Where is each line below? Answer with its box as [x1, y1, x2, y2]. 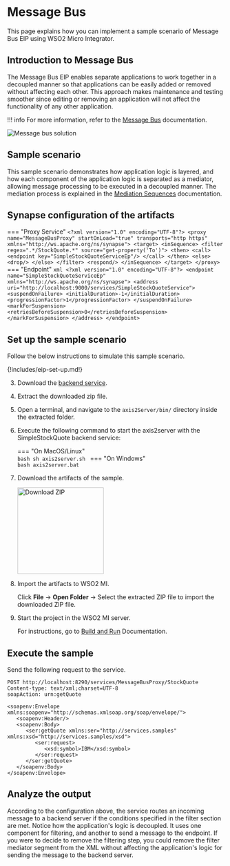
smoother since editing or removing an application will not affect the [7, 95, 201, 103]
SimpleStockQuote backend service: [17, 433, 121, 442]
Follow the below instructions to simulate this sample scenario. [7, 352, 185, 360]
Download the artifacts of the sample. [17, 474, 125, 482]
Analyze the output [7, 789, 92, 800]
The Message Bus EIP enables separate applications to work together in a [7, 73, 217, 81]
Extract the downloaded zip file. [17, 392, 108, 401]
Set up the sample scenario [7, 333, 127, 346]
